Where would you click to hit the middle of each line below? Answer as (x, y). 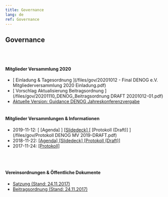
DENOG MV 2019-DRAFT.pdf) (86, 135)
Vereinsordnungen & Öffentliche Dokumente (53, 173)
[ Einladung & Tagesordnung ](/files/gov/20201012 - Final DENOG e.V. (85, 80)
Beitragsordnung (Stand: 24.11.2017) (50, 189)
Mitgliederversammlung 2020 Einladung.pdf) (59, 85)
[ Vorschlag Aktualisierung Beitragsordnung (58, 91)
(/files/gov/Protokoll (33, 135)
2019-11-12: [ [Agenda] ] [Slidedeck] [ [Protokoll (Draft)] (70, 130)
